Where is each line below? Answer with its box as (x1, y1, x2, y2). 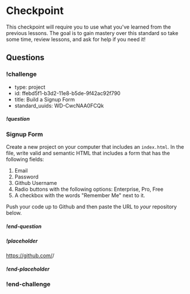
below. (6, 209, 22, 216)
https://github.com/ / (6, 252, 54, 259)
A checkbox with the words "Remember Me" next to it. (14, 191, 146, 199)
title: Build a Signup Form (14, 96, 75, 103)
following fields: (6, 156, 44, 163)
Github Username (14, 179, 57, 186)
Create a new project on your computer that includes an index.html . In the (6, 143, 185, 150)
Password (14, 173, 39, 180)
